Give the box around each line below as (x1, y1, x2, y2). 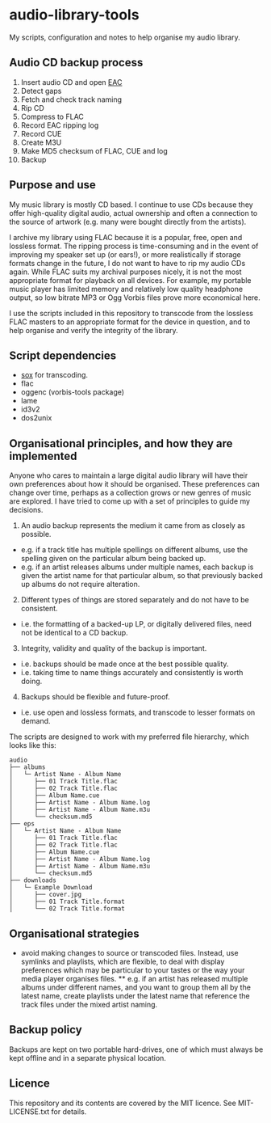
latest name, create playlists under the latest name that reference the (20, 991, 250, 1000)
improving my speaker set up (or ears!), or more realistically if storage (9, 249, 241, 260)
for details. (51, 1106, 87, 1117)
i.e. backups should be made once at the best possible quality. (20, 659, 229, 669)
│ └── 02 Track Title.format (9, 905, 126, 913)
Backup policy (9, 1023, 83, 1036)
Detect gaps (20, 86, 62, 95)
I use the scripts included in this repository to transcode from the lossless (9, 308, 253, 318)
